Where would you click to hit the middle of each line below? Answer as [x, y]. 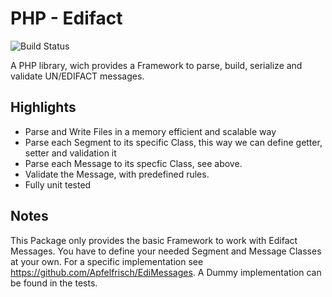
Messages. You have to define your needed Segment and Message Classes [166, 251]
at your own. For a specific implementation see [107, 261]
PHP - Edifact [66, 18]
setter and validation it [70, 153]
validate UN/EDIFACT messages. [77, 76]
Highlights [43, 107]
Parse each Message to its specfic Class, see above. [133, 163]
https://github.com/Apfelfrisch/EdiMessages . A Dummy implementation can [166, 272]
